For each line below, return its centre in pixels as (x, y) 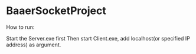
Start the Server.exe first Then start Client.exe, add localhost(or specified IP (98, 38)
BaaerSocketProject (56, 11)
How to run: (20, 27)
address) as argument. (34, 45)
